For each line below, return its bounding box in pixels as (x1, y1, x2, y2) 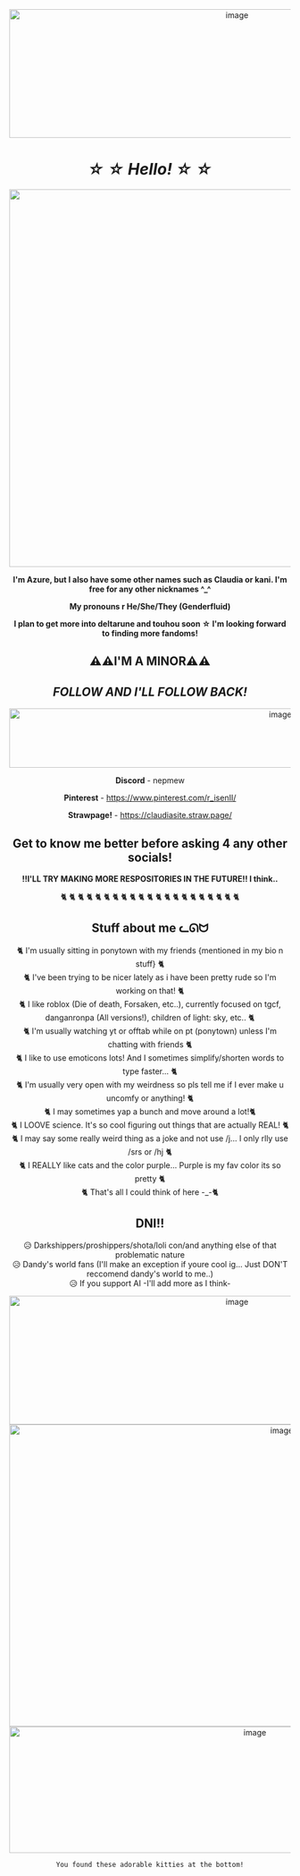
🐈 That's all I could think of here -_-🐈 (81, 1186, 219, 1198)
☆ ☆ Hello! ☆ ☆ (87, 159, 212, 180)
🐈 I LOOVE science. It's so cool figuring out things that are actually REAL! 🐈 (11, 1119, 289, 1130)
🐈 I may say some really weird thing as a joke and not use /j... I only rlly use (12, 1132, 288, 1144)
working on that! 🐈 (115, 985, 185, 996)
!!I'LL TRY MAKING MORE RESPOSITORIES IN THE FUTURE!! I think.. (21, 873, 279, 884)
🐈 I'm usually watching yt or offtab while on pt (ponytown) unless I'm (22, 1025, 278, 1036)
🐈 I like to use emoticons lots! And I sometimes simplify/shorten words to (16, 1052, 284, 1063)
